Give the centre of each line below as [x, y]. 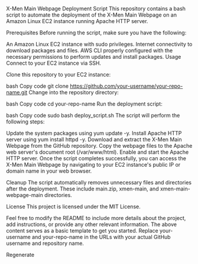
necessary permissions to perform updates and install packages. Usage [94, 57]
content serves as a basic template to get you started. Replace [82, 230]
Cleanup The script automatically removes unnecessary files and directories [99, 182]
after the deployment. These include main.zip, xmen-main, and [82, 189]
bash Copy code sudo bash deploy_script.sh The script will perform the [93, 115]
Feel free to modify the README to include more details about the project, [96, 218]
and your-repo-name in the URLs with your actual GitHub [101, 237]
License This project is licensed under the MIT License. [73, 206]
